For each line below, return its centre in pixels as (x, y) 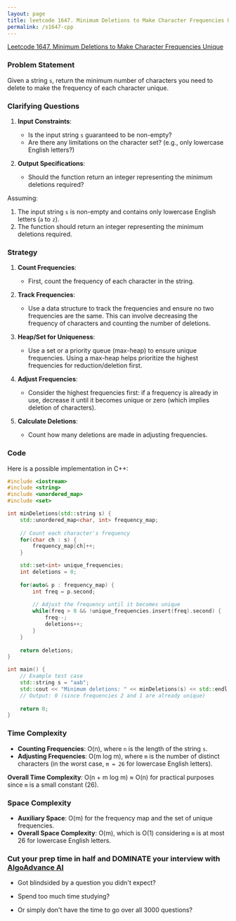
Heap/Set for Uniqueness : (56, 337)
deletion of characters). (62, 407)
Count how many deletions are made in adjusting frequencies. (118, 435)
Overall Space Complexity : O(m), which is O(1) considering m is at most (121, 832)
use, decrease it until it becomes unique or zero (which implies (118, 400)
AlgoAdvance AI (36, 867)
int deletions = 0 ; (48, 572)
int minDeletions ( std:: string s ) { (59, 514)
